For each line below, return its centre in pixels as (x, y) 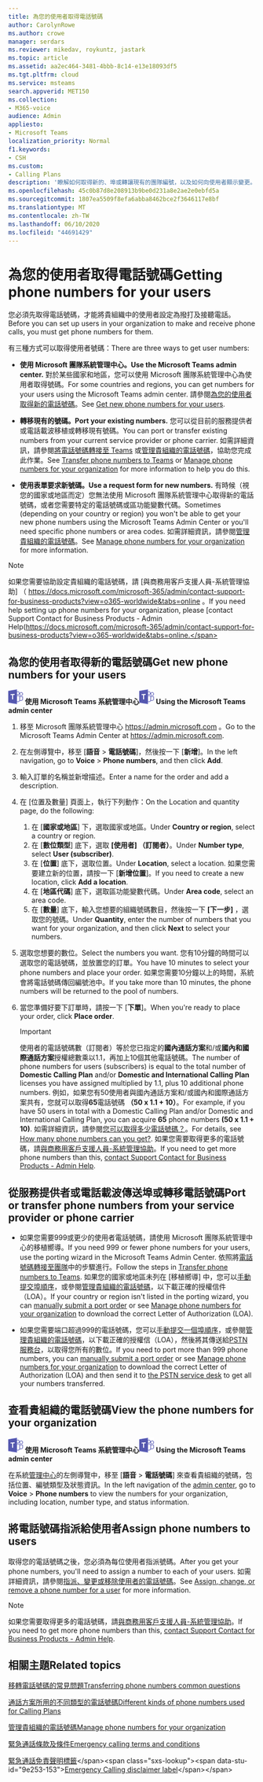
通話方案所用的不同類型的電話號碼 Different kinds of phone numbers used (126, 1703)
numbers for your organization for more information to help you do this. (135, 469)
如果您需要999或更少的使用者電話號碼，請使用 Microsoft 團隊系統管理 (133, 1237)
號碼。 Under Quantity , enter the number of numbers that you (152, 920)
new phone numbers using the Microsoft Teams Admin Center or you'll (134, 522)
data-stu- (232, 1761)
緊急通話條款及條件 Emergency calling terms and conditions (104, 1744)
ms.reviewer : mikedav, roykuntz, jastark (77, 50)
